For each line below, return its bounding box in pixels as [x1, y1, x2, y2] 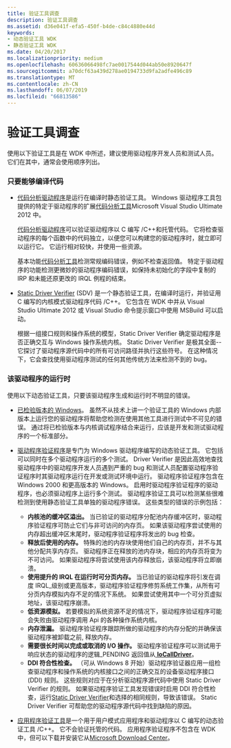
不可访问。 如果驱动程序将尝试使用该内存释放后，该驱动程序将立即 [27, 555, 217, 564]
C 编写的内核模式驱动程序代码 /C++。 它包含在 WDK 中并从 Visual [16, 297, 205, 306]
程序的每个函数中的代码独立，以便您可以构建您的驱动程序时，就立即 [23, 234, 217, 242]
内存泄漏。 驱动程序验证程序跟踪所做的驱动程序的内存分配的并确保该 [27, 624, 222, 632]
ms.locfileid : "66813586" [7, 94, 81, 100]
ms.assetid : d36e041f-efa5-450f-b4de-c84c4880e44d [7, 23, 155, 30]
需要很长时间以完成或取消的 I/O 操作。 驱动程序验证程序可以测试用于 [27, 641, 222, 650]
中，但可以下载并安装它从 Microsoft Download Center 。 [16, 734, 174, 742]
